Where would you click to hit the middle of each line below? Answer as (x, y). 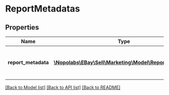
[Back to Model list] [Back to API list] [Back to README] (63, 87)
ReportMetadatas (43, 9)
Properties (22, 27)
